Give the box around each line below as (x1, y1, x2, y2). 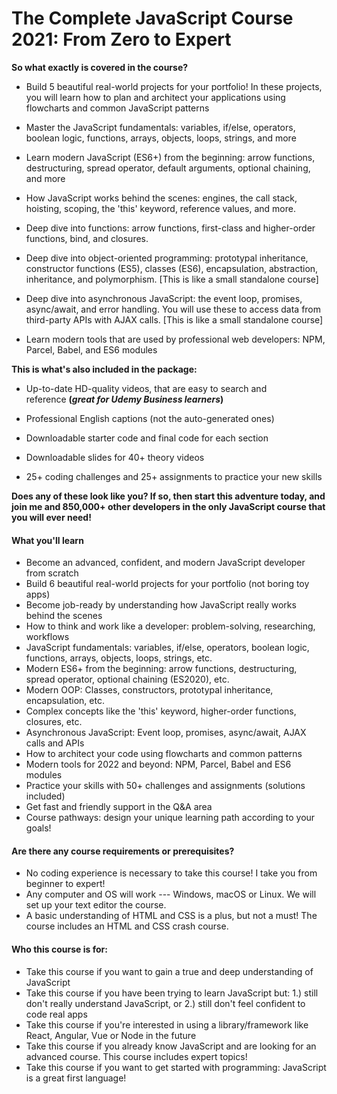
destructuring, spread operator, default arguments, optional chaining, (25, 162, 311, 174)
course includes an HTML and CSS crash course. (25, 920, 229, 932)
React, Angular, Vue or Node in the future (25, 1029, 197, 1041)
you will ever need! (11, 511, 92, 523)
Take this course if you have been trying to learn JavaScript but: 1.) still (25, 987, 319, 999)
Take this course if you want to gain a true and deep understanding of (25, 965, 314, 977)
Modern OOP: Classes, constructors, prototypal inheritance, (25, 684, 274, 696)
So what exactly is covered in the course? (11, 61, 189, 73)
